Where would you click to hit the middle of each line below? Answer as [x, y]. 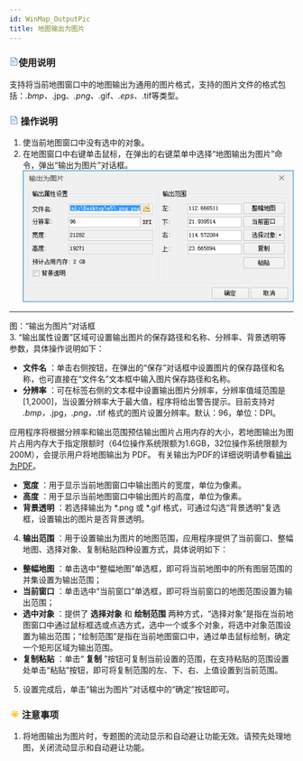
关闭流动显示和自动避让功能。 [94, 747]
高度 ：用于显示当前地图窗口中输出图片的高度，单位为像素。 [134, 497]
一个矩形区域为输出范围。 [70, 648]
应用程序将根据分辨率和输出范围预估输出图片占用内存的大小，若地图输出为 [147, 432]
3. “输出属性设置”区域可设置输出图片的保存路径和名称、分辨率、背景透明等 [148, 338]
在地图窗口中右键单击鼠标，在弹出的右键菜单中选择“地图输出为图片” [148, 154]
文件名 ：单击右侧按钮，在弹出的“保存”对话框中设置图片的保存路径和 [150, 368]
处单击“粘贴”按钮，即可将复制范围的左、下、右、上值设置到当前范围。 [152, 670]
